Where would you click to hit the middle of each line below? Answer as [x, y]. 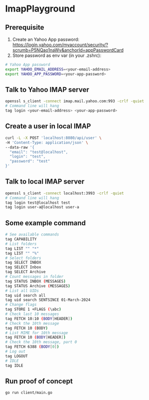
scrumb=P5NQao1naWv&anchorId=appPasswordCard [68, 50]
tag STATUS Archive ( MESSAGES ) [38, 286]
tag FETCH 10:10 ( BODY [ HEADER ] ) [39, 318]
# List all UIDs [22, 291]
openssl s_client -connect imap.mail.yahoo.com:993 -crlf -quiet [74, 101]
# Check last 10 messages [32, 314]
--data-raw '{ [20, 147]
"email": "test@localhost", [39, 152]
